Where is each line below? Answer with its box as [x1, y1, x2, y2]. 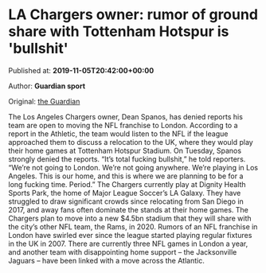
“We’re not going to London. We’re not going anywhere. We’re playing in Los [8, 162, 259, 172]
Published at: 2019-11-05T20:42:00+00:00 [8, 65, 155, 75]
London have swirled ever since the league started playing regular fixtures [8, 230, 252, 240]
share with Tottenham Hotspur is [8, 22, 229, 41]
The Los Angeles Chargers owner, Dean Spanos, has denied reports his [8, 111, 243, 121]
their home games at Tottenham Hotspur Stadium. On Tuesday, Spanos [8, 146, 241, 155]
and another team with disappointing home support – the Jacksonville [8, 247, 237, 256]
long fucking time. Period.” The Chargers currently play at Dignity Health [8, 179, 246, 189]
